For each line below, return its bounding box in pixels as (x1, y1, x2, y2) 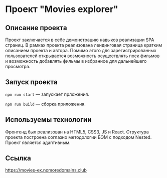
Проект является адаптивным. (5, 139, 71, 145)
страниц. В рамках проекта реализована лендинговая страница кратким (5, 42, 162, 48)
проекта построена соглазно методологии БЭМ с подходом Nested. (5, 134, 152, 140)
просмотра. (5, 64, 31, 69)
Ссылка (5, 154, 31, 162)
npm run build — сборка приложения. (5, 101, 86, 107)
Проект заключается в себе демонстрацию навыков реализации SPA (5, 37, 154, 43)
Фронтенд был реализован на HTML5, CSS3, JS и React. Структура (5, 129, 149, 135)
